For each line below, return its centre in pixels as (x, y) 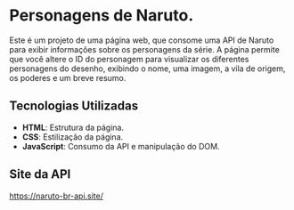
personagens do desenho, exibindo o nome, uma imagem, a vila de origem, (147, 69)
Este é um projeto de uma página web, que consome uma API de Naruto (142, 40)
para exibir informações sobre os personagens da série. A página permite (145, 49)
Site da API (40, 174)
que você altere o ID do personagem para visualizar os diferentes (129, 59)
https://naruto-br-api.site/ (57, 196)
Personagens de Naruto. (102, 16)
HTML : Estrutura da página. (73, 127)
